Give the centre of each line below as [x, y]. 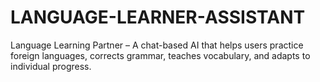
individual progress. [51, 66]
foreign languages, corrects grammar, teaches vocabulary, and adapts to [160, 55]
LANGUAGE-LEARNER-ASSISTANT [158, 17]
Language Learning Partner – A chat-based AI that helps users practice [157, 45]
